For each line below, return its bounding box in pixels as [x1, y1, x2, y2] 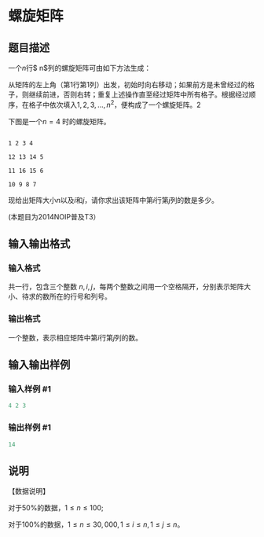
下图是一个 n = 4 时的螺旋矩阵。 [8, 116, 111, 126]
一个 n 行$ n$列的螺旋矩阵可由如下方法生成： [8, 64, 152, 72]
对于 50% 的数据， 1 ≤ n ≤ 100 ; [8, 503, 104, 513]
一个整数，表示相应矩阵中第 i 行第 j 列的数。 [8, 333, 143, 342]
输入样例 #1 [8, 383, 51, 394]
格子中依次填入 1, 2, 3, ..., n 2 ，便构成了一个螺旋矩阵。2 [28, 99, 202, 109]
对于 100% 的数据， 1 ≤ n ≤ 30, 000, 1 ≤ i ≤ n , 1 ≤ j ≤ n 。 [8, 520, 185, 529]
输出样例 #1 [8, 422, 51, 433]
